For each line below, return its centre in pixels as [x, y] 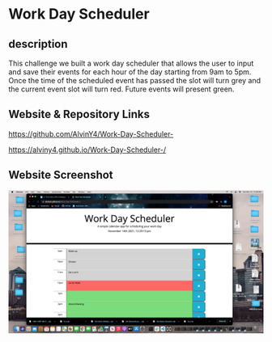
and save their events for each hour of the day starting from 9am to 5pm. [130, 72]
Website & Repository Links [79, 114]
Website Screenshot [61, 175]
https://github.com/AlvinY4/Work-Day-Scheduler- [91, 133]
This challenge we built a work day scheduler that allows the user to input [131, 63]
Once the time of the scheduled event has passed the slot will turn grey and [135, 80]
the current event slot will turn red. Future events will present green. [121, 89]
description [38, 44]
